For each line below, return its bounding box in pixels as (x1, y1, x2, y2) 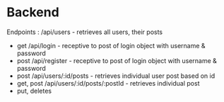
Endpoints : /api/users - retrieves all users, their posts (6, 28, 163, 36)
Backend (6, 4, 59, 21)
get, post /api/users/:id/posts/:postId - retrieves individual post (16, 79, 200, 87)
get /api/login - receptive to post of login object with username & (16, 41, 206, 50)
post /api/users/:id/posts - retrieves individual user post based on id (16, 72, 216, 80)
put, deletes (16, 86, 52, 95)
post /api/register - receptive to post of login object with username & (16, 56, 217, 64)
